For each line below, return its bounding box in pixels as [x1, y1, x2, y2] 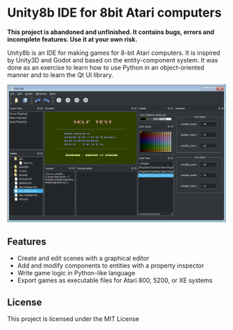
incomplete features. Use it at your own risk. [7, 35, 138, 43]
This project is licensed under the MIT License [7, 315, 140, 323]
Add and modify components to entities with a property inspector [17, 261, 205, 270]
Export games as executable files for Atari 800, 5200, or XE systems [17, 276, 213, 285]
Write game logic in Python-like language [17, 269, 135, 277]
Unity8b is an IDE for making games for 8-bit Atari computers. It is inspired [7, 49, 221, 57]
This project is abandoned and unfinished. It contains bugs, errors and [7, 28, 215, 36]
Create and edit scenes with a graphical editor [17, 254, 150, 263]
